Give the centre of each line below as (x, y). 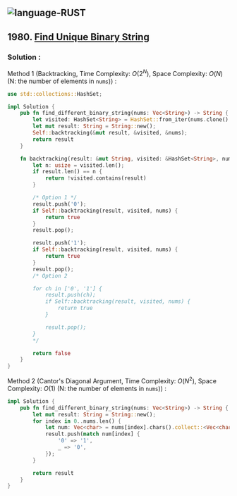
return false (52, 353)
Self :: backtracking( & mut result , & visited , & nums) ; (110, 133)
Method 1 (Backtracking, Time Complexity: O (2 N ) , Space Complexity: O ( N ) (115, 73)
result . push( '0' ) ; (60, 204)
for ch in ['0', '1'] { (67, 289)
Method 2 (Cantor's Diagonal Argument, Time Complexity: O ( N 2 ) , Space (112, 380)
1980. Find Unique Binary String (78, 37)
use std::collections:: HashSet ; (55, 94)
